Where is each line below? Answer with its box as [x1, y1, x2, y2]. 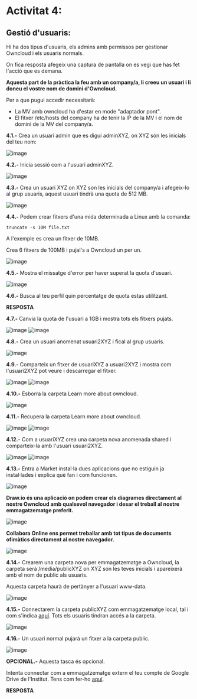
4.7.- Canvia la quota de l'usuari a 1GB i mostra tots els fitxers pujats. [6, 315, 173, 322]
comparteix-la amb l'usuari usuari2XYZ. [6, 442, 103, 449]
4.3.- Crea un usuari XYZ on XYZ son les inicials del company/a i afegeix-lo [6, 184, 190, 191]
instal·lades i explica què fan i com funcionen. [6, 472, 117, 478]
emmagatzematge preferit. [6, 507, 74, 513]
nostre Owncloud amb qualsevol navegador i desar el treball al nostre [6, 500, 180, 508]
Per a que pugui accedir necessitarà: [6, 96, 96, 103]
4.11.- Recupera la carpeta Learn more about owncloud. [6, 413, 142, 420]
